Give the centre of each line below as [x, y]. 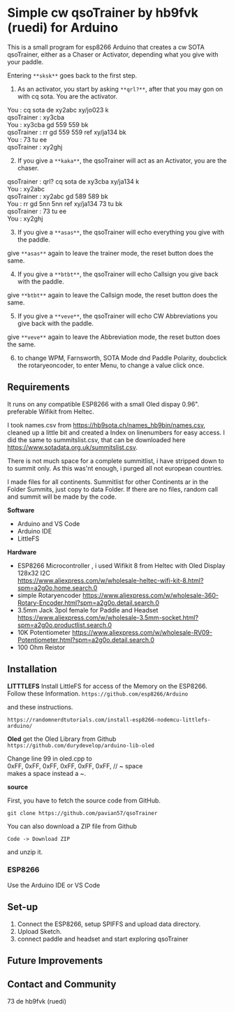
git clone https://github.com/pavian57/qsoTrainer [82, 813]
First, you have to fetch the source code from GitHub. [84, 800]
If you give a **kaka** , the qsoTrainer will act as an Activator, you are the [122, 160]
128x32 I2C [34, 573]
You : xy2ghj [25, 219]
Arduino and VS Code [49, 523]
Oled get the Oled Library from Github [62, 739]
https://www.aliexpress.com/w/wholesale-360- [151, 595]
